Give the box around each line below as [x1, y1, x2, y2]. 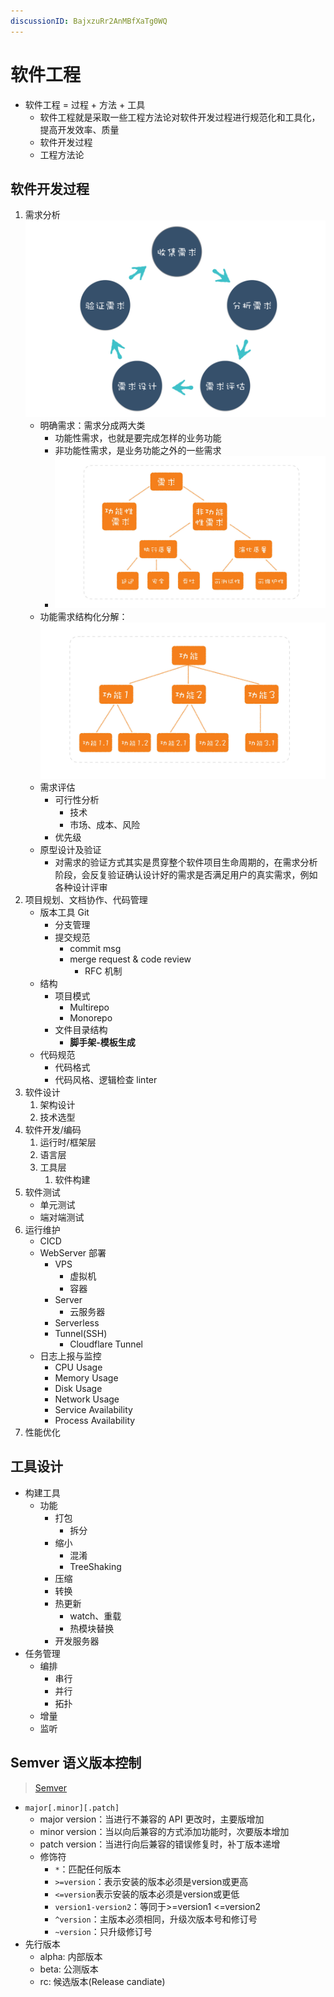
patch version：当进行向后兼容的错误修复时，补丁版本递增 [39, 1838, 281, 1850]
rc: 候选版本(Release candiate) [39, 1975, 166, 1987]
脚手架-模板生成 [69, 1036, 136, 1048]
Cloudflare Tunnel [69, 1338, 143, 1350]
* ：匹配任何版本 [54, 1863, 122, 1875]
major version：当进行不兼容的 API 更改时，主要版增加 [39, 1813, 265, 1825]
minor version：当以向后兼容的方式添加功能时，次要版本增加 [39, 1825, 290, 1837]
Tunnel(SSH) [54, 1327, 108, 1339]
